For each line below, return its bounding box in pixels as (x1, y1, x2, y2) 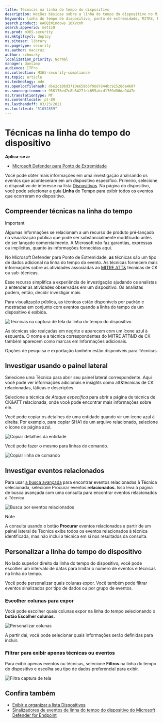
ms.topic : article (5, 75, 42, 80)
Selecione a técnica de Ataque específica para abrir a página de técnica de (5, 394, 156, 400)
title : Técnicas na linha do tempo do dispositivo (5, 7, 110, 12)
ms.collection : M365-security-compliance (5, 70, 90, 75)
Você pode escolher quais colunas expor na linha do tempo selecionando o (5, 608, 156, 614)
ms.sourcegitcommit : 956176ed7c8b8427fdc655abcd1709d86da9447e (5, 88, 136, 93)
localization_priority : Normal (5, 57, 68, 62)
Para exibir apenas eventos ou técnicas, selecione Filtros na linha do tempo (5, 660, 157, 666)
